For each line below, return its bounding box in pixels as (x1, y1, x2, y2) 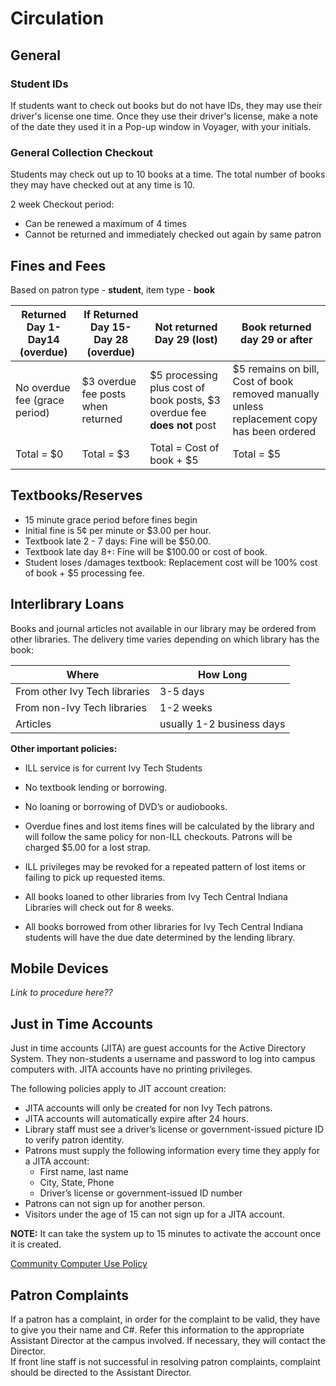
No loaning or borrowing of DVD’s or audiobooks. (24, 800, 228, 812)
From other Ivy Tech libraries (15, 684, 150, 698)
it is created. (10, 1238, 62, 1251)
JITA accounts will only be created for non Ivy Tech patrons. (24, 1102, 273, 1114)
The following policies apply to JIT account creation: (10, 1083, 227, 1095)
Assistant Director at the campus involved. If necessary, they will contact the (10, 1335, 326, 1347)
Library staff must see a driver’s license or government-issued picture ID (24, 1123, 325, 1136)
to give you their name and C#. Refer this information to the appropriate (10, 1324, 305, 1336)
